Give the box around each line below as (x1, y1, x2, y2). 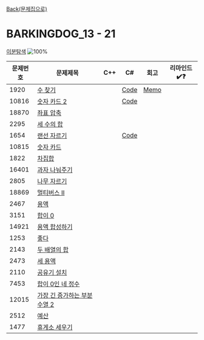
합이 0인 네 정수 (37, 279, 80, 288)
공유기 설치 (37, 268, 67, 277)
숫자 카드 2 (37, 97, 67, 105)
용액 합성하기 (37, 223, 73, 231)
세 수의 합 (37, 120, 63, 128)
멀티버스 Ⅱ (37, 188, 65, 196)
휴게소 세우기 (37, 323, 73, 331)
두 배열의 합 (37, 245, 69, 254)
